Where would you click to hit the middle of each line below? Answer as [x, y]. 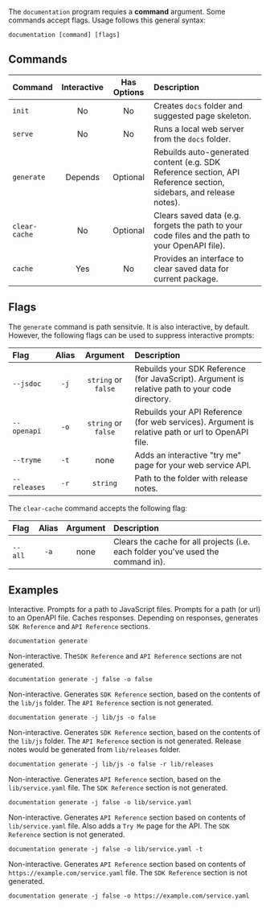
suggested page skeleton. [202, 116]
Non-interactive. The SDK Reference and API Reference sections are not [125, 656]
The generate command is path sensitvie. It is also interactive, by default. [129, 327]
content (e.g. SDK [187, 162]
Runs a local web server [199, 129]
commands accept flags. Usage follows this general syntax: [107, 20]
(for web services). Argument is [194, 421]
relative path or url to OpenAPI [192, 432]
